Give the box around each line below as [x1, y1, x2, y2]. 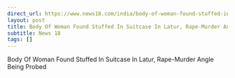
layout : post [7, 17, 45, 24]
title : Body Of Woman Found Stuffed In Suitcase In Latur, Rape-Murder [7, 23, 220, 30]
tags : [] [7, 36, 33, 43]
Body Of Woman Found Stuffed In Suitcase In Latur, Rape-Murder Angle [7, 55, 215, 63]
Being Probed [7, 63, 47, 71]
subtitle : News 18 [7, 29, 61, 37]
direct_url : [7, 10, 42, 17]
